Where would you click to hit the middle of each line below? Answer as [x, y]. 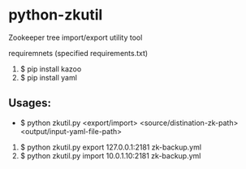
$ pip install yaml [48, 77]
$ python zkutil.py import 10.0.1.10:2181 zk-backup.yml [110, 155]
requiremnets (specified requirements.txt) [78, 53]
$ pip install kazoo [51, 69]
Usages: [30, 103]
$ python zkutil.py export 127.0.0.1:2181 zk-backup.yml [110, 147]
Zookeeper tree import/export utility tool [76, 37]
